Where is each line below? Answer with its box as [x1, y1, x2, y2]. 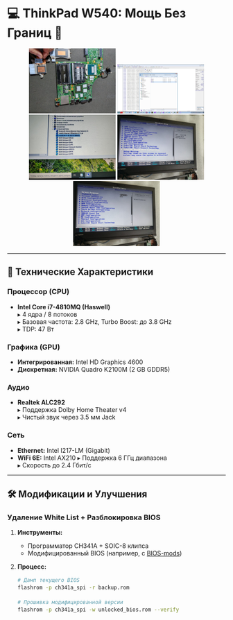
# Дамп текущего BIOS [17, 577, 80, 584]
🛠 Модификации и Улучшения [7, 488, 148, 500]
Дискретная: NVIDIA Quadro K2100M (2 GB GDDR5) [17, 365, 171, 373]
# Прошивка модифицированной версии [17, 599, 123, 605]
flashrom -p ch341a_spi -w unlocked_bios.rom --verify [17, 606, 180, 613]
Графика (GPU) [7, 342, 60, 352]
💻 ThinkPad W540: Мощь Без [7, 6, 186, 21]
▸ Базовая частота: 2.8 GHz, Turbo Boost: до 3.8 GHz [17, 317, 172, 326]
